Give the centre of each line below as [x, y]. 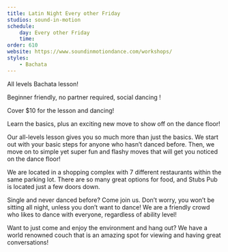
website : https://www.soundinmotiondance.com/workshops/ [90, 52]
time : [27, 39]
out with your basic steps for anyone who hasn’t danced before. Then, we [111, 144]
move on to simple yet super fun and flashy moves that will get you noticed [113, 151]
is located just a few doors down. [54, 186]
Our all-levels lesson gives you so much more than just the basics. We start [113, 137]
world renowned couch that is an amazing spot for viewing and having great [114, 235]
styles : [18, 58]
